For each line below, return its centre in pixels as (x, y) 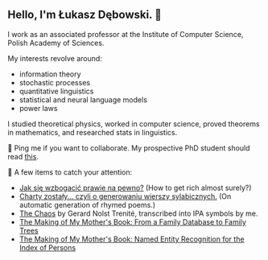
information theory (50, 74)
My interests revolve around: (55, 58)
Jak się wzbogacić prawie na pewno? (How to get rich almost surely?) (135, 188)
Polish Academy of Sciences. (56, 43)
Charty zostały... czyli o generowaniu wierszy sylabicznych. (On (125, 196)
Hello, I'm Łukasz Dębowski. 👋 (85, 15)
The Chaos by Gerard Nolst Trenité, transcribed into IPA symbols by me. (138, 213)
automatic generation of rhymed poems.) (87, 204)
